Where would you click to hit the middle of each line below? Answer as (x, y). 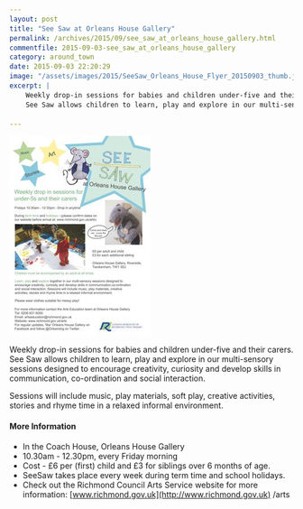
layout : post (34, 19)
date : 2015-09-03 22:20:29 (60, 67)
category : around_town (52, 57)
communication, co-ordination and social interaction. (107, 378)
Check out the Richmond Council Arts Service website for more (140, 485)
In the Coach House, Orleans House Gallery (103, 446)
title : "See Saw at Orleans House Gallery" (92, 28)
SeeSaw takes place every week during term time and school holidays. (154, 475)
